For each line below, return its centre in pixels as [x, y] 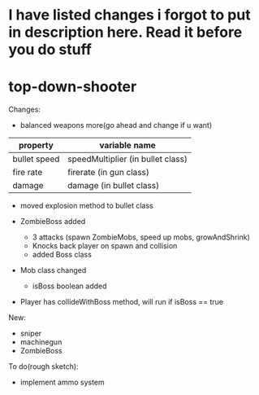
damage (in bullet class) [114, 186]
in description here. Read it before [125, 32]
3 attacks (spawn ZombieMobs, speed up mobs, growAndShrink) [141, 237]
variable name [127, 146]
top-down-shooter [73, 87]
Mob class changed [53, 270]
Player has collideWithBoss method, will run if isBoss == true [121, 302]
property [37, 146]
